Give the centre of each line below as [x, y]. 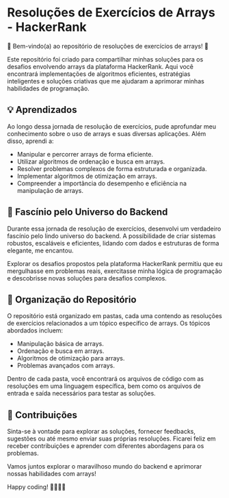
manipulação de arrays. [50, 190]
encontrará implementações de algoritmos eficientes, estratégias [99, 74]
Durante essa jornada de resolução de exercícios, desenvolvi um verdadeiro [114, 228]
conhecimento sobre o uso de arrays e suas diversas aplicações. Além [107, 133]
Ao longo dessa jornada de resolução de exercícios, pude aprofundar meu [112, 126]
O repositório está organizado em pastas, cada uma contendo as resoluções [114, 316]
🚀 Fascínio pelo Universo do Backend [87, 212]
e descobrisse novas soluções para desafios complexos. [87, 278]
